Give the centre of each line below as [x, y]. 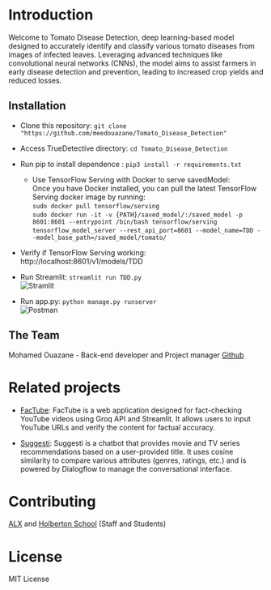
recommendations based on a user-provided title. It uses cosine [127, 451]
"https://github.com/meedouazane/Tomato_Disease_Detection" [123, 133]
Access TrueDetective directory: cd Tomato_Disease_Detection [124, 148]
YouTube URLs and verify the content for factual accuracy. [118, 427]
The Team [34, 335]
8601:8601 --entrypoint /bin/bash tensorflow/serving [125, 222]
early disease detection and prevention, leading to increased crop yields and [136, 71]
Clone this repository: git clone [73, 125]
